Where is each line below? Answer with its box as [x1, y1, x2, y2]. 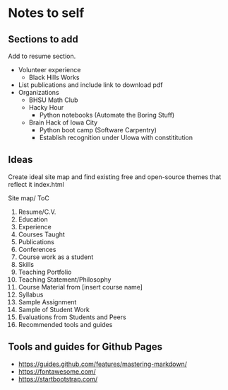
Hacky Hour [28, 103, 64, 111]
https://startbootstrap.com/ [18, 374, 98, 383]
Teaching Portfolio [18, 268, 72, 276]
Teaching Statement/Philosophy [18, 275, 112, 284]
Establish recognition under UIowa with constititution [39, 133, 193, 142]
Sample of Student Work [18, 305, 90, 314]
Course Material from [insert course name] [18, 282, 143, 291]
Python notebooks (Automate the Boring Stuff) [39, 111, 175, 119]
